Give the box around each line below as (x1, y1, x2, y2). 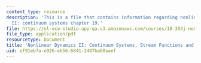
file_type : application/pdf (6, 31, 77, 37)
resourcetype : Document (6, 37, 66, 43)
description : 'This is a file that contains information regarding (6, 14, 178, 20)
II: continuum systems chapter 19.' (11, 20, 103, 26)
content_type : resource (6, 8, 66, 15)
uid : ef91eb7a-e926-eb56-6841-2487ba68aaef (6, 48, 117, 54)
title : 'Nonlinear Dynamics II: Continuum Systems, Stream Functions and (6, 43, 194, 49)
